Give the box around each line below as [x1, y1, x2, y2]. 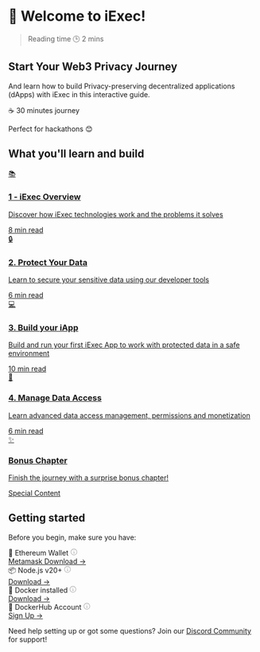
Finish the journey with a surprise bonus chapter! [8, 473, 169, 482]
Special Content [8, 489, 61, 498]
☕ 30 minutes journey [8, 105, 80, 115]
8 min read [8, 224, 44, 234]
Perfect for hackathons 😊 [8, 123, 93, 134]
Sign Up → [8, 611, 44, 620]
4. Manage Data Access [8, 392, 102, 404]
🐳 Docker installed [8, 585, 68, 595]
